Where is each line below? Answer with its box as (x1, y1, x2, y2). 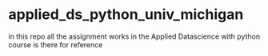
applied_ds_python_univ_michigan (8, 6, 244, 24)
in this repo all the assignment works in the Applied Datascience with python (8, 32, 261, 41)
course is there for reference (8, 39, 103, 49)
